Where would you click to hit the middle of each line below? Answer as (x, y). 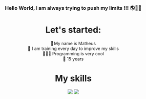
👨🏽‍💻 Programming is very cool (73, 53)
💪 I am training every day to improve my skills (73, 49)
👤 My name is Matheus (73, 43)
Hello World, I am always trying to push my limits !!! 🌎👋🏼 (73, 8)
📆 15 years (73, 59)
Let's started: (73, 30)
